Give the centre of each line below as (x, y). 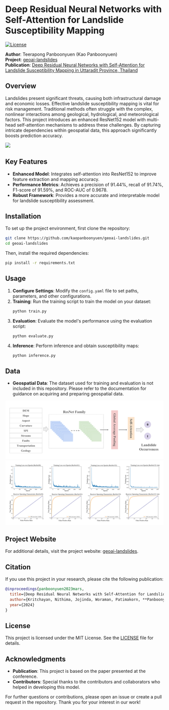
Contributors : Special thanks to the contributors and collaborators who (86, 682)
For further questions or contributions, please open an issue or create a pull (83, 697)
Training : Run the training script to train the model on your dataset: (82, 301)
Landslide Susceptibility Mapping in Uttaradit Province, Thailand (72, 70)
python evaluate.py (33, 336)
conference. (25, 676)
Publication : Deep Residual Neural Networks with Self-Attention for (75, 65)
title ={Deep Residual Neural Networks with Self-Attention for (77, 594)
